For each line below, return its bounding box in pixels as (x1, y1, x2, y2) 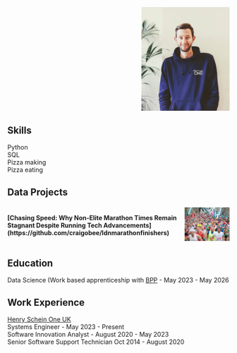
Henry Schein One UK (7, 315, 72, 324)
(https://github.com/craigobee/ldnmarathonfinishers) (7, 228, 170, 237)
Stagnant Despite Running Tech (7, 221, 102, 229)
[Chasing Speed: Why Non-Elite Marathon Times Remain (7, 213, 177, 222)
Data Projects (7, 186, 68, 198)
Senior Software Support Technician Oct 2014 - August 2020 (7, 337, 185, 346)
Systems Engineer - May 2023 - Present (7, 323, 125, 331)
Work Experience (7, 297, 85, 309)
